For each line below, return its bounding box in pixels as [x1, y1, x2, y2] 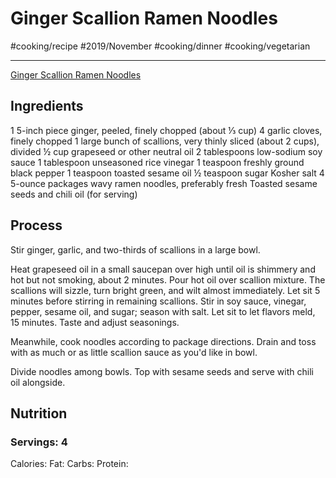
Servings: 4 [10, 435, 68, 449]
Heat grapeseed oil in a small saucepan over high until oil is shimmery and [10, 263, 316, 275]
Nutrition [10, 405, 68, 422]
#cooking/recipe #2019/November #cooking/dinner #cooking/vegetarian [10, 40, 311, 52]
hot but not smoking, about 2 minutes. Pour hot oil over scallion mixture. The [10, 273, 326, 286]
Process [10, 217, 63, 234]
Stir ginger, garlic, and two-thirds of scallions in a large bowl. [10, 243, 261, 256]
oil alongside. [10, 376, 66, 388]
